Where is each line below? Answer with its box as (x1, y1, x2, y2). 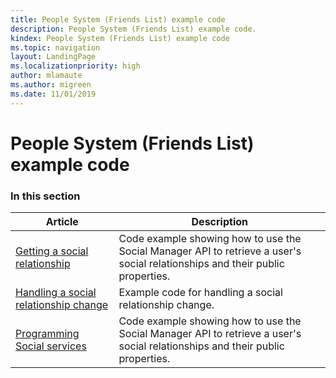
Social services (15, 339, 87, 353)
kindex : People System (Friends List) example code (10, 33, 230, 43)
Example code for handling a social (118, 286, 283, 300)
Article (45, 215, 79, 229)
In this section (10, 189, 81, 203)
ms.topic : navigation (10, 42, 101, 53)
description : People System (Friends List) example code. (10, 24, 257, 34)
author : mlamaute (10, 71, 83, 81)
